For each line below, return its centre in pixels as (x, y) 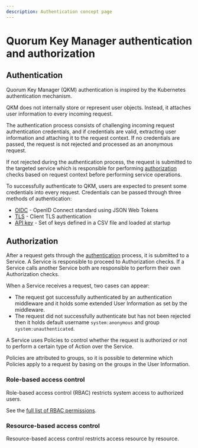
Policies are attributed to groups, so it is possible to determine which (90, 358)
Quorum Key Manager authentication (99, 41)
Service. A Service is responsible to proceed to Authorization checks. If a (95, 262)
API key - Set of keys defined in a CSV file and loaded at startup (92, 222)
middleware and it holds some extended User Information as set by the (101, 303)
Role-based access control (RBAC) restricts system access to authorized (95, 392)
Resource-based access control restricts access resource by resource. (92, 439)
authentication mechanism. (39, 96)
